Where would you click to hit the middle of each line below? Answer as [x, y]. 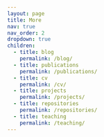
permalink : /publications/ [59, 71]
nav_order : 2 [26, 33]
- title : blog [34, 53]
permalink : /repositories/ [59, 110]
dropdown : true [29, 39]
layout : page [26, 13]
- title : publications [46, 65]
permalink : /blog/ [46, 59]
